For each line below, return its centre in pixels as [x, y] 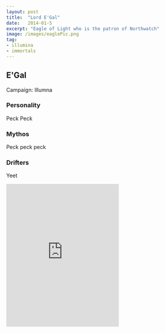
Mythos [18, 134]
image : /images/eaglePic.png [43, 34]
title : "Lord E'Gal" [33, 17]
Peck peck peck [26, 147]
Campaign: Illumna [29, 90]
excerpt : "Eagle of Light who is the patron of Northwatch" [83, 29]
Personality [23, 105]
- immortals [21, 51]
